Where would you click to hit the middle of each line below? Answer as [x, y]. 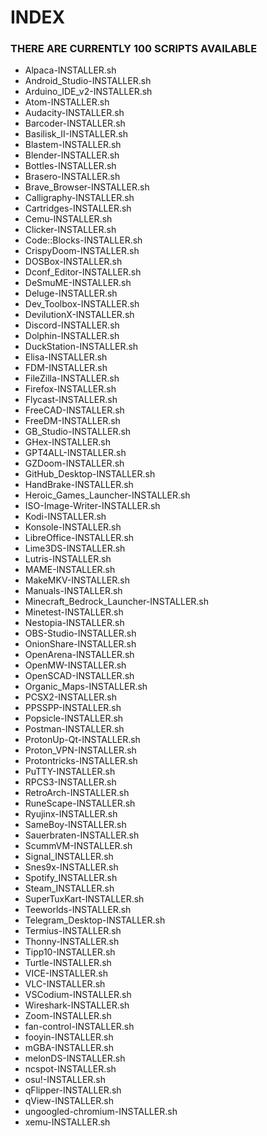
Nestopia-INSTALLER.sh [74, 623]
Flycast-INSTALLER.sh [71, 400]
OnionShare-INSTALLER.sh [80, 644]
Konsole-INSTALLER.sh [73, 527]
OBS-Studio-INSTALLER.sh [80, 633]
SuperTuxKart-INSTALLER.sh [84, 899]
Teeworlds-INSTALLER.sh [78, 910]
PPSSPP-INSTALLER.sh [73, 708]
